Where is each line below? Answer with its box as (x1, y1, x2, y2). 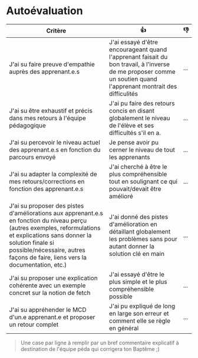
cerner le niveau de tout (108, 146, 175, 154)
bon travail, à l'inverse (108, 60, 170, 68)
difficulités (108, 90, 138, 98)
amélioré (108, 192, 134, 200)
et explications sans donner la (9, 231, 92, 239)
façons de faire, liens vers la (9, 253, 87, 261)
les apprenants (108, 153, 150, 161)
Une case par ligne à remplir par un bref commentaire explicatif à (20, 339, 179, 346)
